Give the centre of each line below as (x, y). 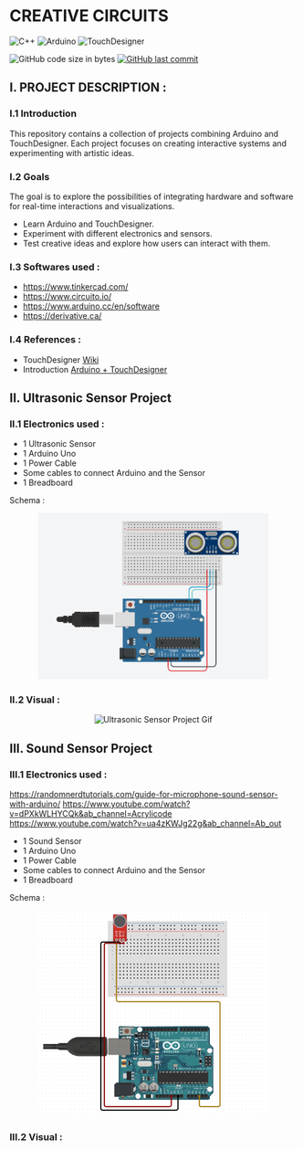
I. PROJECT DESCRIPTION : (88, 88)
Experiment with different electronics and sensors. (117, 233)
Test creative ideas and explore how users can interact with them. (146, 243)
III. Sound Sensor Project (81, 749)
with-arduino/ (35, 804)
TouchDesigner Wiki (61, 359)
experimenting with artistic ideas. (72, 153)
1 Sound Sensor (52, 841)
